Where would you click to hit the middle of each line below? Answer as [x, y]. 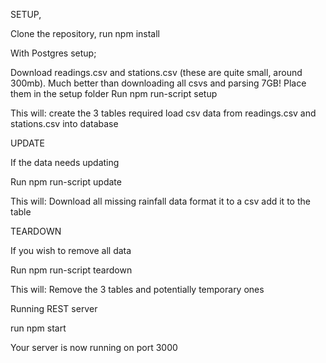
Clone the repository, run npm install [85, 33]
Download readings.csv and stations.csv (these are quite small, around [156, 72]
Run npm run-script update [66, 182]
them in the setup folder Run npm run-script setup [114, 93]
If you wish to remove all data [71, 250]
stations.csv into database [64, 123]
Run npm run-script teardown [71, 270]
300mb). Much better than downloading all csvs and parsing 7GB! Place [158, 83]
